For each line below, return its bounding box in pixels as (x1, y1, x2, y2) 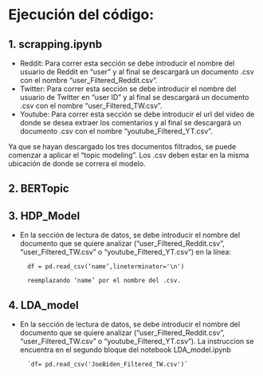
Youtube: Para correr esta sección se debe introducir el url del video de (19, 109, 255, 119)
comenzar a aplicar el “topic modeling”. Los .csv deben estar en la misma (8, 150, 249, 160)
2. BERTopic (8, 182, 69, 196)
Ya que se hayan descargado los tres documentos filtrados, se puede (8, 142, 237, 151)
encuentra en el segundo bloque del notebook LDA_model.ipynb (19, 345, 231, 354)
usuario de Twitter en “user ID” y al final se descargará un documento (19, 93, 249, 101)
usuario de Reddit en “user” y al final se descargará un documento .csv (19, 67, 255, 77)
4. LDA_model (8, 298, 79, 312)
